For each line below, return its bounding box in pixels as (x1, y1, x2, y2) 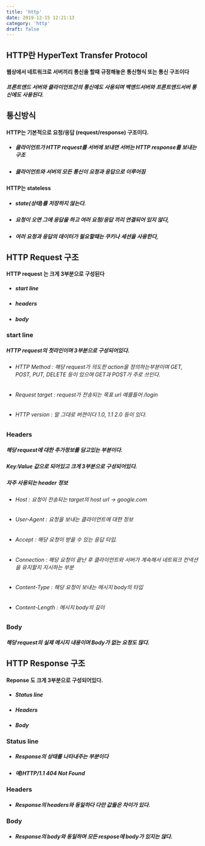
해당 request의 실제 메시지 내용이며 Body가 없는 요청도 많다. (6, 639, 150, 646)
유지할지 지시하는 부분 (21, 564, 74, 571)
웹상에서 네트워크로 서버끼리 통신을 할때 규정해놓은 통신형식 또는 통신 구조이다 (6, 68, 190, 76)
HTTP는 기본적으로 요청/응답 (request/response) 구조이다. (6, 129, 149, 136)
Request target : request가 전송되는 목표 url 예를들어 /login (15, 391, 158, 398)
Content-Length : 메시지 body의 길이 (15, 603, 105, 611)
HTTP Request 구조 (6, 252, 79, 262)
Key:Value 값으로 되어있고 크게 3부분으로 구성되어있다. (6, 462, 137, 470)
